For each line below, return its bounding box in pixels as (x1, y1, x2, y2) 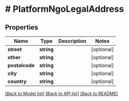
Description (58, 38, 87, 44)
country (7, 78, 27, 85)
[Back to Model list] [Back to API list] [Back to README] (5, 91, 118, 97)
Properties (5, 23, 38, 32)
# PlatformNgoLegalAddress (5, 3, 124, 15)
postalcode (7, 62, 35, 68)
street (7, 46, 22, 53)
